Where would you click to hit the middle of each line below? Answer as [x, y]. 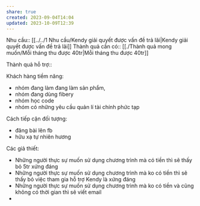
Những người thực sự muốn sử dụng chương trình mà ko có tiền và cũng [104, 186]
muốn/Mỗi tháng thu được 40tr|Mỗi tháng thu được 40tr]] [77, 53]
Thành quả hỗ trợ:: [29, 64]
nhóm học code [34, 101]
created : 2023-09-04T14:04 [40, 17]
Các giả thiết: [23, 149]
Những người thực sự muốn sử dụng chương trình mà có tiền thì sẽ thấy [104, 160]
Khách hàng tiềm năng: [35, 76]
